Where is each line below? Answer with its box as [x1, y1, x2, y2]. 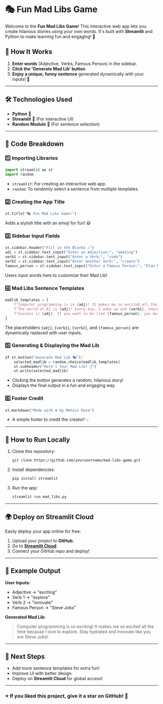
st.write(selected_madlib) [14, 368, 68, 374]
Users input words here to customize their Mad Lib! [5, 272, 108, 278]
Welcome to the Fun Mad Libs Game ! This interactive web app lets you [5, 23, 147, 29]
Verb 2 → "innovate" [12, 599, 53, 605]
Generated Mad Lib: [5, 614, 46, 620]
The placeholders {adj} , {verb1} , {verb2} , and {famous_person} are [5, 325, 139, 330]
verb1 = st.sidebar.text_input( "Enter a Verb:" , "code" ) [5, 254, 123, 259]
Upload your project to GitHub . [12, 538, 74, 543]
